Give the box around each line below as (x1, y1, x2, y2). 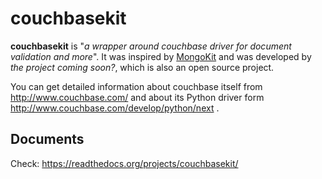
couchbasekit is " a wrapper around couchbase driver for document (10, 40, 292, 52)
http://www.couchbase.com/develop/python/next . (10, 102, 220, 114)
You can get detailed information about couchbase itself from (10, 80, 263, 92)
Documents (10, 131, 85, 148)
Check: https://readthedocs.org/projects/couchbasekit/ (10, 157, 239, 169)
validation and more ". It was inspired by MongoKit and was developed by (10, 50, 312, 62)
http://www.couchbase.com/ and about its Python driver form (10, 91, 265, 103)
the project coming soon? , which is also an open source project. (10, 61, 275, 73)
